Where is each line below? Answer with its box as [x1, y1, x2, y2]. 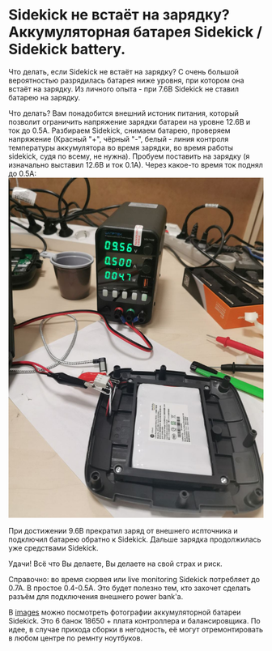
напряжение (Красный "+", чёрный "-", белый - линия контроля [8, 134, 229, 143]
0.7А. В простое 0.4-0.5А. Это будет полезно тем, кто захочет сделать [8, 583, 251, 593]
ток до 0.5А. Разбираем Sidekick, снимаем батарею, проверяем [8, 126, 231, 135]
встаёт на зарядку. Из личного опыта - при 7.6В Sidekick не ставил [8, 83, 240, 94]
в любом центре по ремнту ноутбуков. [8, 633, 143, 643]
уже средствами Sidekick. [8, 542, 99, 552]
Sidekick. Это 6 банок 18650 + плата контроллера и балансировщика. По [8, 615, 261, 625]
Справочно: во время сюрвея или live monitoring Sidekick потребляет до [8, 574, 261, 584]
